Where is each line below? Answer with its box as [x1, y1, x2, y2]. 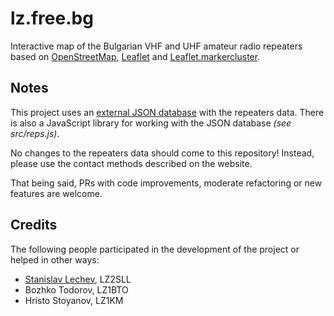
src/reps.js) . [10, 127, 60, 139]
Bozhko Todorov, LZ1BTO [24, 283, 129, 296]
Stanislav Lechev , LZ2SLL [24, 273, 132, 285]
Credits [10, 217, 58, 234]
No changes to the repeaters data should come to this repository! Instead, [10, 147, 315, 159]
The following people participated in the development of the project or [10, 243, 300, 255]
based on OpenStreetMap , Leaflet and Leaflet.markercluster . [10, 50, 261, 62]
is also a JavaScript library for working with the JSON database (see [10, 117, 292, 129]
